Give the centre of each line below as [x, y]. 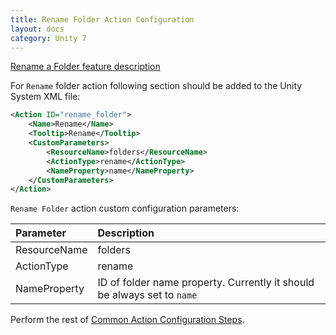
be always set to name [147, 295]
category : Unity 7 [48, 38]
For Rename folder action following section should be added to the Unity [156, 86]
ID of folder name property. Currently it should [206, 283]
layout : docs [37, 29]
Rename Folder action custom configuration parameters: [125, 208]
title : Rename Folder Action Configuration [102, 19]
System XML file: [45, 97]
